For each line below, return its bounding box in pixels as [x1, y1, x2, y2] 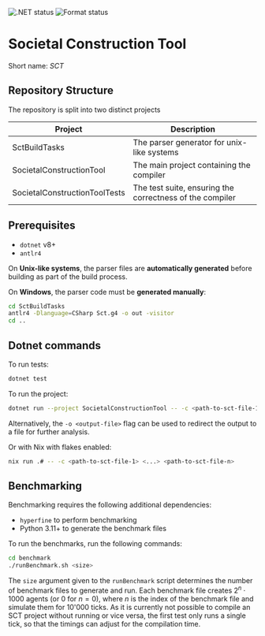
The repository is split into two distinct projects [8, 105, 161, 114]
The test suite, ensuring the [132, 182, 234, 193]
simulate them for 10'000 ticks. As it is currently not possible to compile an [8, 602, 251, 612]
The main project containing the [132, 159, 251, 170]
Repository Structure [8, 84, 114, 98]
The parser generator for [132, 136, 225, 147]
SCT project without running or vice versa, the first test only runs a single [8, 611, 246, 620]
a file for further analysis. [8, 426, 90, 437]
